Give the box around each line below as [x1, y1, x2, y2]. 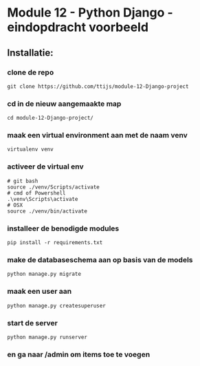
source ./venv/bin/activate [7, 208, 88, 215]
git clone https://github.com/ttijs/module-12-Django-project [7, 83, 189, 90]
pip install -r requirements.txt [7, 239, 103, 246]
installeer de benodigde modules [7, 224, 120, 233]
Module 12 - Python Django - [7, 5, 173, 21]
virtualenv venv [7, 146, 54, 153]
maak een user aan [7, 287, 72, 297]
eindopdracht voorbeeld [7, 19, 149, 35]
